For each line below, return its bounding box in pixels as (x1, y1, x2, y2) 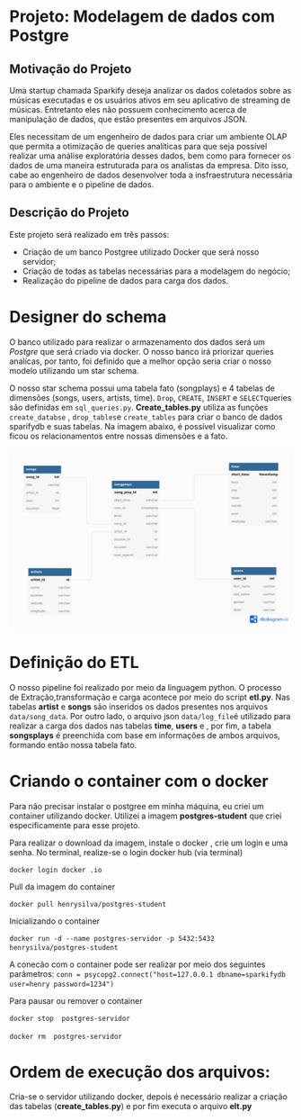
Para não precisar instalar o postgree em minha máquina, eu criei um (9, 800, 265, 811)
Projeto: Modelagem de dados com (9, 6, 276, 27)
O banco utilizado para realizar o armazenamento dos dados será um (9, 336, 266, 348)
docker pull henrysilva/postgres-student (9, 899, 167, 908)
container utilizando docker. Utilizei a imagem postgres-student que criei (9, 810, 282, 821)
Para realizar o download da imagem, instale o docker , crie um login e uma (9, 837, 288, 848)
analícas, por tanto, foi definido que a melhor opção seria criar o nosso (9, 356, 272, 366)
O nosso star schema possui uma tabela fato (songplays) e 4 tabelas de (9, 383, 276, 393)
